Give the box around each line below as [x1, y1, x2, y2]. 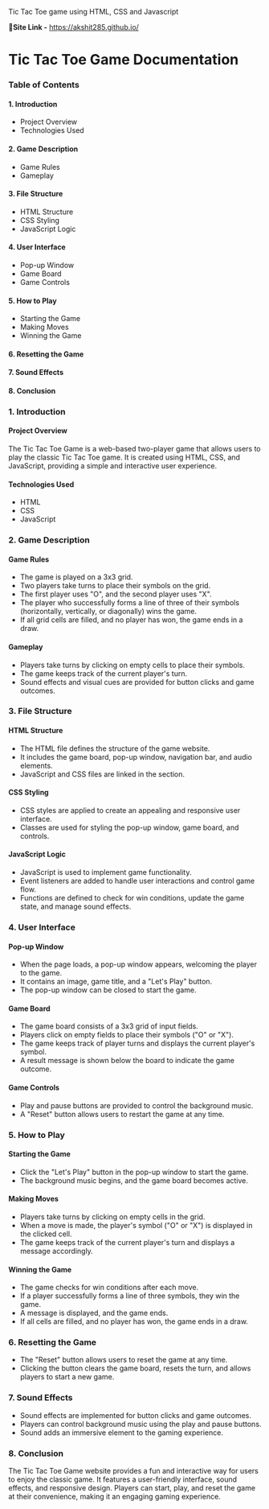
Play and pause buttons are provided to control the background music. [19, 1100, 254, 1110]
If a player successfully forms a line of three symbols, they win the [19, 1291, 240, 1301]
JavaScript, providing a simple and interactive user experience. [8, 461, 218, 471]
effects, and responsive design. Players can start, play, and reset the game [8, 1483, 255, 1493]
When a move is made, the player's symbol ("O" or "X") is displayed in [19, 1220, 253, 1230]
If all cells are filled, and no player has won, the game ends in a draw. [19, 1317, 249, 1326]
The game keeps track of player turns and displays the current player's [19, 1038, 255, 1049]
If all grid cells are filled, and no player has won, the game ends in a [19, 615, 243, 625]
